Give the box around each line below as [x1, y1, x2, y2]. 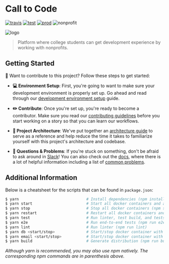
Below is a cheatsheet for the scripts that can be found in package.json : [5, 187, 153, 193]
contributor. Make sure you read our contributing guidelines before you [12, 112, 160, 118]
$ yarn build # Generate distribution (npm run [5, 239, 158, 244]
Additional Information [5, 173, 77, 182]
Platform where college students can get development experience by [17, 39, 161, 45]
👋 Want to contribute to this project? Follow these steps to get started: [5, 73, 150, 79]
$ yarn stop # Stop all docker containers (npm [5, 206, 161, 211]
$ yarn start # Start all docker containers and [5, 201, 161, 207]
